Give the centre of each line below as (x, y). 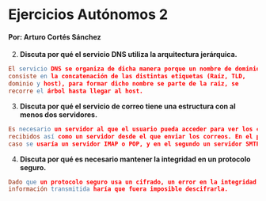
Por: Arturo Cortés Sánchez (55, 36)
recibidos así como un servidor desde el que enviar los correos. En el (131, 136)
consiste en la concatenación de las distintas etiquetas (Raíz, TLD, (127, 77)
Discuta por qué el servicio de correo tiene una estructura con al (127, 106)
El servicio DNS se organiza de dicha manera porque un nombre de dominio (134, 69)
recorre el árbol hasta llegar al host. (76, 91)
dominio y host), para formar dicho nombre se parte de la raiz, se (123, 84)
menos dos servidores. (58, 114)
